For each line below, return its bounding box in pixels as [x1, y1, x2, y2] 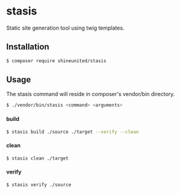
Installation [6, 42, 49, 52]
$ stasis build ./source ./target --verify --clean [6, 129, 139, 135]
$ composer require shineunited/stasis [6, 57, 107, 64]
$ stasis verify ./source [6, 181, 71, 188]
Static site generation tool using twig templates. [6, 24, 125, 31]
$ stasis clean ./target [6, 155, 69, 161]
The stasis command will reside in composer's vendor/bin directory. [6, 91, 175, 98]
